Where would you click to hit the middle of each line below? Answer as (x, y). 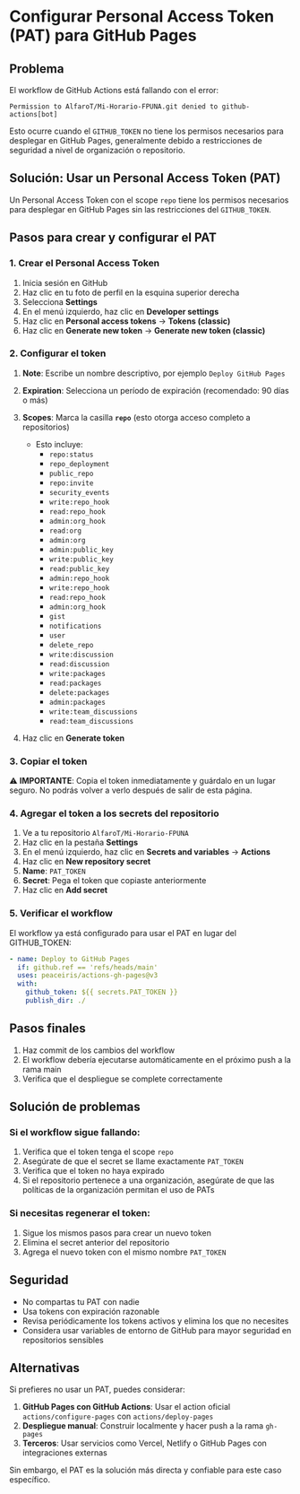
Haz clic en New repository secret (86, 862)
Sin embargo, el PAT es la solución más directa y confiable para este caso (146, 1470)
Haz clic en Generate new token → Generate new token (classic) (144, 330)
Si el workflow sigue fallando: (75, 1133)
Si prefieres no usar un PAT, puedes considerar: (97, 1390)
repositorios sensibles (63, 1340)
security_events (79, 492)
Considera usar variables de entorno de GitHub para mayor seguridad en (157, 1330)
